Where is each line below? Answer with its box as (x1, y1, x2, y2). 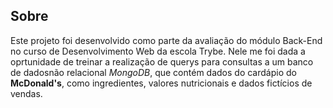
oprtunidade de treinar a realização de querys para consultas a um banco (10, 55, 314, 68)
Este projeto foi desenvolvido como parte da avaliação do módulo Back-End (10, 34, 323, 46)
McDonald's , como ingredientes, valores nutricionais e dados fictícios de (10, 77, 313, 89)
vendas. (10, 87, 43, 99)
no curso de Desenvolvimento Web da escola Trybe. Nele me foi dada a (10, 45, 306, 57)
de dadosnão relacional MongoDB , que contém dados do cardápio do (10, 66, 297, 78)
